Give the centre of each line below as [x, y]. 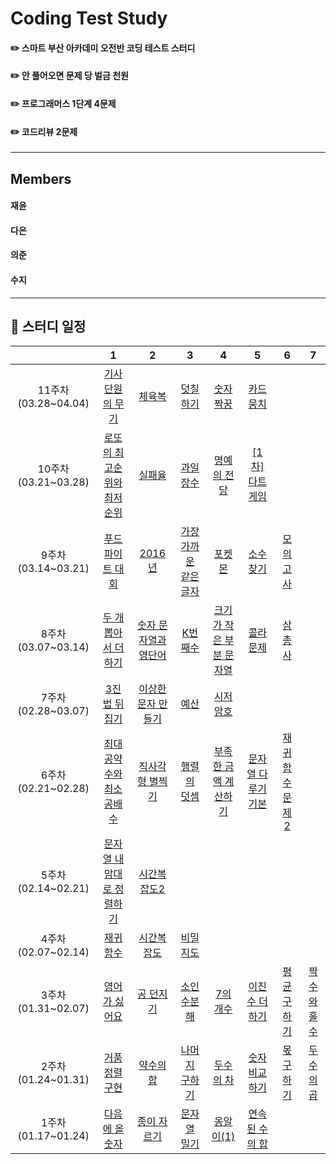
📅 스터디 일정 [48, 326]
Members [41, 178]
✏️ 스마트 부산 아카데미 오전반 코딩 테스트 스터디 [103, 48]
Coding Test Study [89, 18]
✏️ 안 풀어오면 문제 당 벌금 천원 [69, 76]
